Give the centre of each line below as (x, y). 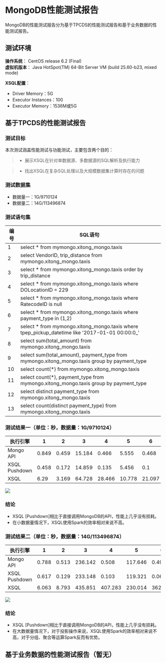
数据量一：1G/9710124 (35, 197)
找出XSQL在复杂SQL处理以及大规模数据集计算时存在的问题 (84, 171)
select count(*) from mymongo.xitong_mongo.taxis (80, 369)
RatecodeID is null (41, 304)
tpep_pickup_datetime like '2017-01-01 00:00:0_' (80, 333)
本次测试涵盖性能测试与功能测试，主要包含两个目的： (59, 150)
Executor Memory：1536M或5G (44, 106)
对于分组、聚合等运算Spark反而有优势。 (62, 637)
